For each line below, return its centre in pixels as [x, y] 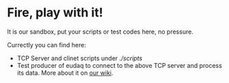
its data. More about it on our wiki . [65, 73]
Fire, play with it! [55, 13]
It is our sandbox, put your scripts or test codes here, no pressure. [100, 32]
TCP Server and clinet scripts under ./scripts [80, 58]
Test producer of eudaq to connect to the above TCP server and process [119, 65]
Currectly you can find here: [47, 45]
